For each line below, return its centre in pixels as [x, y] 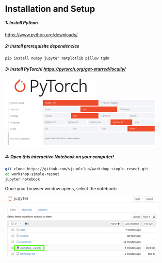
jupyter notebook [23, 179]
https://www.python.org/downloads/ [41, 35]
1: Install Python [22, 22]
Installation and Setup [50, 9]
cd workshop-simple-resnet [32, 174]
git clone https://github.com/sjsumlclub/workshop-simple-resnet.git [77, 169]
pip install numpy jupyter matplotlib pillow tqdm [57, 58]
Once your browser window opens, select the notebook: [61, 188]
